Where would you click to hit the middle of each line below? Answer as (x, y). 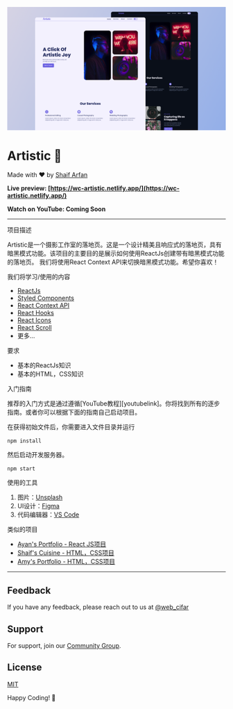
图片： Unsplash (40, 497)
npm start (21, 469)
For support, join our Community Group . (64, 646)
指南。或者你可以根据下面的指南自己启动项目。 (74, 412)
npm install (24, 441)
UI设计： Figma (38, 506)
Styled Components (46, 298)
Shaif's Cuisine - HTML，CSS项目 (66, 553)
